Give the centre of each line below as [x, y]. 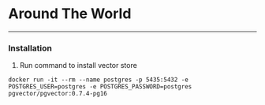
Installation [30, 48]
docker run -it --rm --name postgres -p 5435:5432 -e [99, 80]
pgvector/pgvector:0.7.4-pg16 [58, 94]
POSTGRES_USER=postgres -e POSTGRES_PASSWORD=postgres [100, 87]
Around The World [70, 14]
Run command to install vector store [78, 66]
